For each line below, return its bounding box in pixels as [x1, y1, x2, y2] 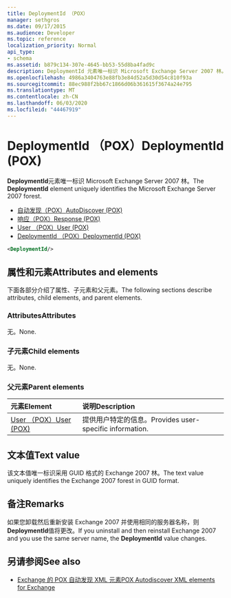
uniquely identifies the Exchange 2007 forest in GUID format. [7, 477, 180, 485]
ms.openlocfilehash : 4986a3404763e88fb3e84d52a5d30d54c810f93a [7, 74, 192, 81]
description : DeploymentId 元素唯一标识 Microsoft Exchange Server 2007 [7, 68, 214, 74]
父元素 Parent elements [7, 382, 85, 391]
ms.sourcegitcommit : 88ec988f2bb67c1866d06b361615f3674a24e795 [7, 81, 192, 87]
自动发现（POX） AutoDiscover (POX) [16, 206, 123, 214]
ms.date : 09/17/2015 [7, 23, 67, 30]
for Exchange [16, 583, 56, 591]
